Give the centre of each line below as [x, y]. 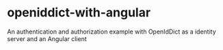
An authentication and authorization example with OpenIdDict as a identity [112, 32]
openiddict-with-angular [79, 13]
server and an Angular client [47, 38]
